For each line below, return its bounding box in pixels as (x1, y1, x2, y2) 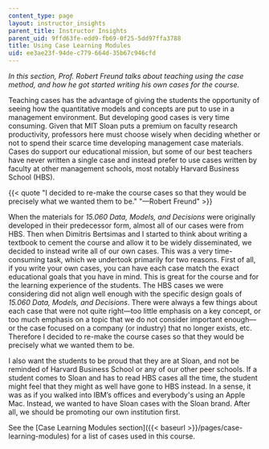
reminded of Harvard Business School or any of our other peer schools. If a (8, 365, 257, 374)
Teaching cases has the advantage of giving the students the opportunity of (8, 96, 260, 105)
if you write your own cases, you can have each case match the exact (8, 263, 239, 273)
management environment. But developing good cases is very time (8, 113, 230, 122)
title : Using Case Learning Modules (8, 42, 131, 50)
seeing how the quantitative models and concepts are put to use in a (8, 104, 235, 113)
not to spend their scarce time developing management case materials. (8, 138, 244, 147)
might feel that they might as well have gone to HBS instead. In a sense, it (8, 381, 251, 391)
